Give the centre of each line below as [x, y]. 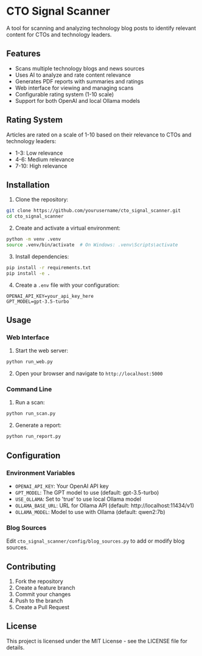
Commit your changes [43, 594]
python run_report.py [34, 437]
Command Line [29, 389]
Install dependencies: [42, 256]
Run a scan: [30, 403]
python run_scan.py [31, 414]
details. [16, 647]
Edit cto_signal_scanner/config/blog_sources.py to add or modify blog [96, 541]
